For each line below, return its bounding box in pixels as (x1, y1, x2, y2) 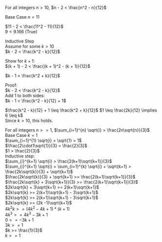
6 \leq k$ (5, 112, 23, 118)
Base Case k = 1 (5, 132, 38, 138)
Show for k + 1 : (5, 58, 35, 64)
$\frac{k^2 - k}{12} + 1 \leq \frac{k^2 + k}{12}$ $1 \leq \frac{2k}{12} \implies (5, 108, 158, 113)
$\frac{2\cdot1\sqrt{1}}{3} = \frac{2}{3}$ (5, 143, 87, 149)
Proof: (5, 82, 18, 88)
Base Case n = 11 (5, 14, 40, 20)
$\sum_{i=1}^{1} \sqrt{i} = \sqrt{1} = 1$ (5, 137, 82, 143)
